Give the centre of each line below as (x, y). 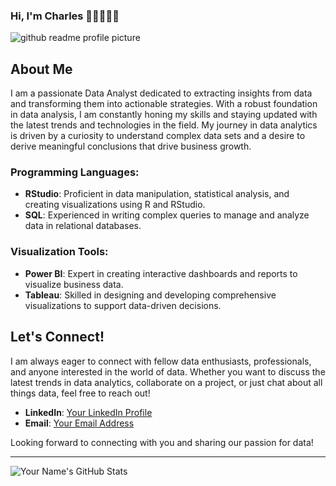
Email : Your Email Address (79, 423)
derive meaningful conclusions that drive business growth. (131, 146)
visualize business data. (74, 284)
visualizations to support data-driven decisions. (123, 305)
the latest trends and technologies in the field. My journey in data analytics (164, 125)
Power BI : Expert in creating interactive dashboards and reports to (161, 273)
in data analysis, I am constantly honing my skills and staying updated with (164, 115)
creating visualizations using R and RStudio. (115, 205)
